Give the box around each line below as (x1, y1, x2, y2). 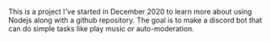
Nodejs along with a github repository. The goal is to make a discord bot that (8, 15, 263, 25)
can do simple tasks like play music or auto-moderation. (8, 24, 195, 33)
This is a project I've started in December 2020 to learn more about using (8, 7, 252, 16)
